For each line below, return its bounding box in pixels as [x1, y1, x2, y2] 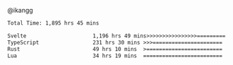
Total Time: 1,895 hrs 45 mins [7, 20, 100, 27]
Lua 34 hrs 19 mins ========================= [7, 52, 222, 59]
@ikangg [7, 6, 33, 14]
